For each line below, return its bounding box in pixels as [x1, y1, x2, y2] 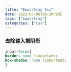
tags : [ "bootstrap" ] [5, 16, 47, 21]
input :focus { [5, 49, 32, 54]
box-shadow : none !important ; [5, 58, 67, 63]
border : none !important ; [5, 54, 58, 58]
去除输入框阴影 [5, 37, 41, 44]
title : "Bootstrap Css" [5, 7, 54, 12]
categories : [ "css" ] [5, 20, 47, 26]
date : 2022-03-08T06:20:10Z [5, 12, 63, 17]
